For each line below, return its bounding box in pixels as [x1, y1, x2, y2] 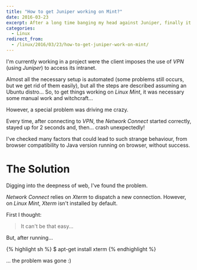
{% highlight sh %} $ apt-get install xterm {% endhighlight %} [6, 245, 156, 252]
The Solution [6, 162, 70, 176]
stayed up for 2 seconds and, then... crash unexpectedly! [6, 124, 145, 131]
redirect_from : [6, 36, 44, 42]
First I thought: [6, 211, 42, 218]
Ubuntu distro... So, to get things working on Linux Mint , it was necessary [6, 88, 185, 95]
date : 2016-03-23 [6, 14, 49, 20]
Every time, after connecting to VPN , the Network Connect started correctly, [6, 117, 192, 124]
